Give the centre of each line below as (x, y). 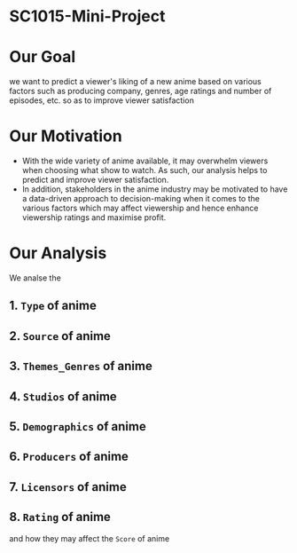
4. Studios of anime (63, 396)
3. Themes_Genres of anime (81, 366)
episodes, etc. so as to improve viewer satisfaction (102, 100)
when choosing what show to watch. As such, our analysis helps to (145, 170)
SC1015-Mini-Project (87, 16)
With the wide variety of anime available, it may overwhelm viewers (145, 161)
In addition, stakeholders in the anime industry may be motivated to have (155, 189)
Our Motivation (66, 136)
